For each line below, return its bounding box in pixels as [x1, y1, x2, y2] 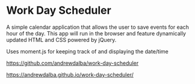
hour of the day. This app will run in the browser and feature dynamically [6, 29, 187, 37]
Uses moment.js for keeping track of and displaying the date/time [6, 47, 169, 55]
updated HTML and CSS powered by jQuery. [6, 36, 117, 43]
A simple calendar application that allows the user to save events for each [6, 23, 190, 31]
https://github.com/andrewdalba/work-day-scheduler [6, 59, 139, 67]
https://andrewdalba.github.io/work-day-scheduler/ [6, 71, 134, 78]
